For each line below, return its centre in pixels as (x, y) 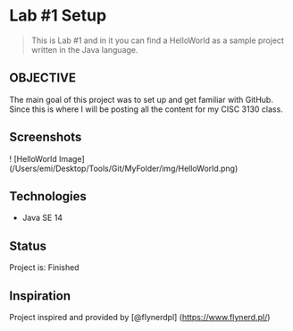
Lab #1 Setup (58, 16)
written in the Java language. (84, 49)
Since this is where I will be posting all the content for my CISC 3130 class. (146, 109)
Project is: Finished (44, 267)
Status (28, 246)
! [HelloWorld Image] (47, 158)
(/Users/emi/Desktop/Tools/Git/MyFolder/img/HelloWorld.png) (124, 168)
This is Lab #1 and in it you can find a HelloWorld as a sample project (157, 40)
